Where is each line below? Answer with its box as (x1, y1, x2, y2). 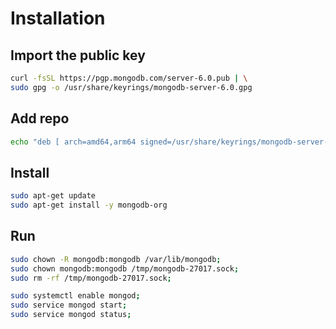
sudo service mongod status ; (10, 310, 132, 320)
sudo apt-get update (10, 191, 97, 201)
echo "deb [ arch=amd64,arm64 (10, 137, 137, 147)
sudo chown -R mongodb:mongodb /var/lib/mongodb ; (10, 254, 222, 264)
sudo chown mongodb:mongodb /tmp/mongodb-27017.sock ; (10, 263, 240, 274)
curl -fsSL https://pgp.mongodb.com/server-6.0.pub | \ (10, 73, 248, 83)
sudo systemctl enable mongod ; (10, 291, 141, 301)
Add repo (10, 110, 70, 127)
